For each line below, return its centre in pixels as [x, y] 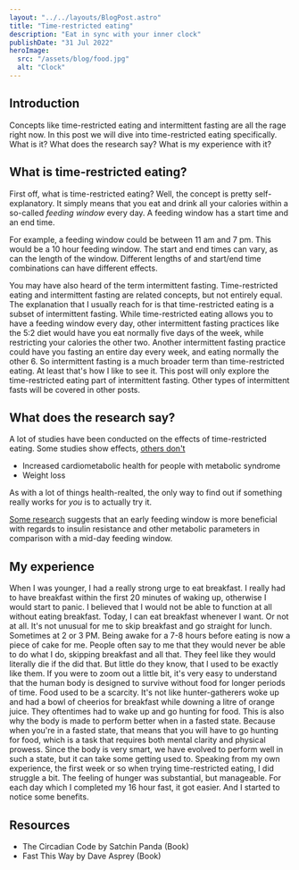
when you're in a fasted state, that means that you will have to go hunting [144, 731]
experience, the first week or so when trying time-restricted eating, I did [142, 768]
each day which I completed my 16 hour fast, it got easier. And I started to [145, 788]
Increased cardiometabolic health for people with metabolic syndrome [151, 466]
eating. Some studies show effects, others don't [97, 448]
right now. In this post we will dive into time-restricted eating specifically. [143, 134]
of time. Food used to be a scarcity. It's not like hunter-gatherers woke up [144, 692]
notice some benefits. [49, 797]
